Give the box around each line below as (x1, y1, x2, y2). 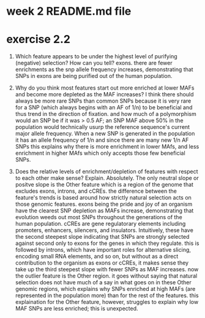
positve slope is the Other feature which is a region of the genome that (15, 181, 194, 188)
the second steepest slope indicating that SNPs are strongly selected (15, 233, 190, 241)
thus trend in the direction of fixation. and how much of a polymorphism (15, 111, 197, 118)
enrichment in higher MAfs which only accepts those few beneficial (15, 149, 185, 157)
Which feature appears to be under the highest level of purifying (15, 53, 177, 60)
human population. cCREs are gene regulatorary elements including (15, 220, 186, 228)
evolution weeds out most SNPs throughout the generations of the (15, 214, 182, 221)
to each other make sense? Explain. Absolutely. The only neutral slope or (15, 174, 199, 182)
